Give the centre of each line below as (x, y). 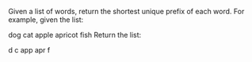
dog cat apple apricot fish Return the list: (75, 35)
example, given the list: (46, 20)
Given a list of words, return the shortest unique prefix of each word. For (126, 11)
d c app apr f (29, 50)
